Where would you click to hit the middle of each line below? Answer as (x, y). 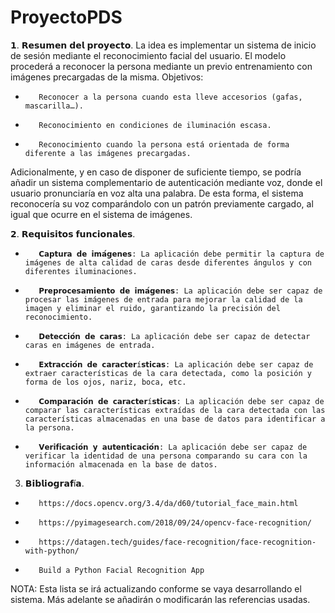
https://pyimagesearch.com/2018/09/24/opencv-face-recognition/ (175, 522)
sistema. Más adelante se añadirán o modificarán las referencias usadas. (160, 599)
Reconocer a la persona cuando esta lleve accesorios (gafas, (170, 97)
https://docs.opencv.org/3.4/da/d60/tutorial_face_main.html (168, 503)
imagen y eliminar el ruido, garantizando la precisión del (152, 308)
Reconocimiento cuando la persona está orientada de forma (164, 144)
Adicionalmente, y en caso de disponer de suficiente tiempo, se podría (156, 172)
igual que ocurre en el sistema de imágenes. (101, 214)
